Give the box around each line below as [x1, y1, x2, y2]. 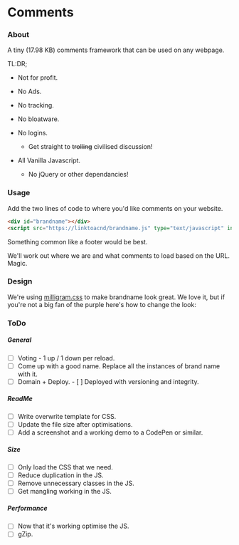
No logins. [17, 129, 48, 137]
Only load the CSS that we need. [17, 463, 114, 472]
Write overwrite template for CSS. [17, 412, 117, 420]
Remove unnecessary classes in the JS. [17, 479, 134, 488]
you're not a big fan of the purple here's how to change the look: [7, 300, 197, 308]
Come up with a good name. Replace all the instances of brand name [17, 361, 221, 370]
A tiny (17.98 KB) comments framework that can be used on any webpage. [7, 46, 225, 54]
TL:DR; [7, 60, 28, 68]
